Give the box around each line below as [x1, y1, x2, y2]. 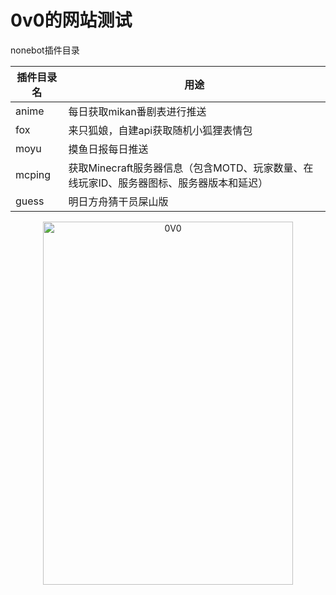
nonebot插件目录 [10, 44, 80, 56]
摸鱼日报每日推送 [68, 142, 149, 156]
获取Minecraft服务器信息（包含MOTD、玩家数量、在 [68, 161, 314, 175]
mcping [15, 167, 52, 181]
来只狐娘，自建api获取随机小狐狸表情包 [68, 123, 253, 137]
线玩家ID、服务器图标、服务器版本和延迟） [68, 176, 269, 190]
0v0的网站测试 [10, 9, 133, 32]
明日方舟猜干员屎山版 [68, 194, 169, 208]
